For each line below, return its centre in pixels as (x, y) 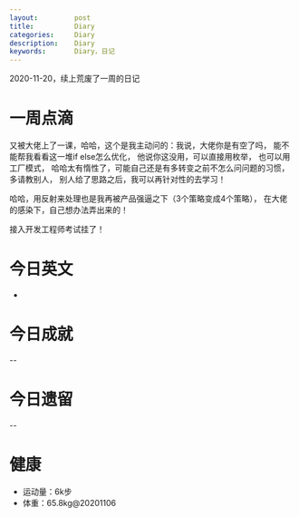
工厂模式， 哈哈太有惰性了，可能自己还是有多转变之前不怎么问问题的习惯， (149, 168)
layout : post (50, 18)
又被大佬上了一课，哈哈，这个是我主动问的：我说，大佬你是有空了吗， (140, 145)
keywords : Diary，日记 (63, 52)
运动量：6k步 (47, 492)
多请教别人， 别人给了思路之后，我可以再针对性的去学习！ (118, 180)
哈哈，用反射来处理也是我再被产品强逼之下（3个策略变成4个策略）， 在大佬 (149, 199)
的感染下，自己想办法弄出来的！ (69, 210)
